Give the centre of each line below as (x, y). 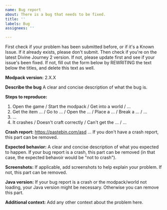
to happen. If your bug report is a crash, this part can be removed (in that (80, 152)
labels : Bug (17, 24)
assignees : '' (20, 28)
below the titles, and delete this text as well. (50, 68)
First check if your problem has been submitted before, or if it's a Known (80, 47)
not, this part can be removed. (36, 173)
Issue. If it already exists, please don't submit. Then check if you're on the (81, 52)
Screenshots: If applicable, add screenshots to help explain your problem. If (83, 167)
